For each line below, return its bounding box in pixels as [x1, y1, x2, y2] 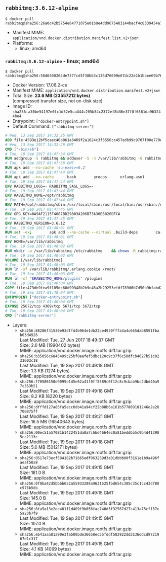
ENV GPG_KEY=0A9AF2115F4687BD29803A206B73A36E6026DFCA [5, 211, 121, 216]
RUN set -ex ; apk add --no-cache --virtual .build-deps [5, 230, 138, 235]
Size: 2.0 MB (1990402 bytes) [19, 342, 81, 348]
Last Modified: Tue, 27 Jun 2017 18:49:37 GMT [19, 337, 115, 343]
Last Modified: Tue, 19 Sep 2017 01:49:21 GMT [19, 413, 114, 419]
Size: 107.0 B [19, 521, 45, 527]
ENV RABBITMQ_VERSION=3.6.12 [5, 221, 65, 226]
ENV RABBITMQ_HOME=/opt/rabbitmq [5, 193, 74, 198]
